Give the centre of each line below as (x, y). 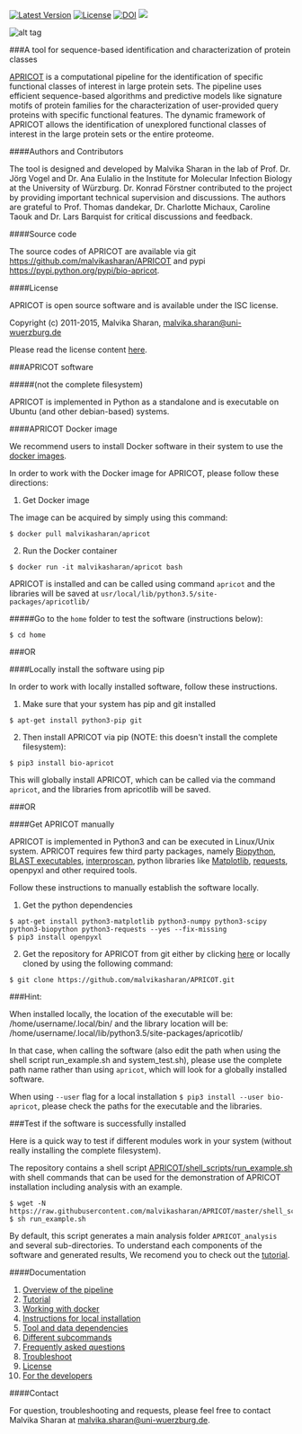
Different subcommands (67, 1337)
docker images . (38, 456)
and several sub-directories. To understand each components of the (136, 1245)
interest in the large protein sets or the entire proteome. (112, 134)
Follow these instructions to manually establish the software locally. (134, 888)
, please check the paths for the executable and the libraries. (150, 1106)
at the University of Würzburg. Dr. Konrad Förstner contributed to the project (151, 188)
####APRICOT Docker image (63, 429)
